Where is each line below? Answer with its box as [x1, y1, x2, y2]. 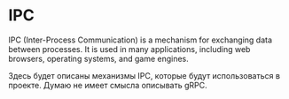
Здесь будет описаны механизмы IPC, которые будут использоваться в [8, 70, 281, 80]
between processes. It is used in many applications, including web [8, 43, 251, 54]
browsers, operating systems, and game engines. [8, 53, 190, 64]
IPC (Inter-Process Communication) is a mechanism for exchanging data [8, 34, 272, 45]
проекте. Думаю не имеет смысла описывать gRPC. [8, 80, 207, 90]
